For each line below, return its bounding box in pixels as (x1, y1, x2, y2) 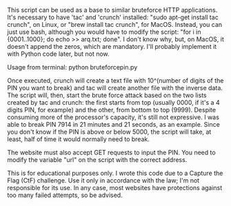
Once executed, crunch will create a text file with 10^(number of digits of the (7, 76, 224, 85)
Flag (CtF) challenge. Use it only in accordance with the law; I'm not (7, 176, 200, 185)
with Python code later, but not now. (7, 50, 110, 58)
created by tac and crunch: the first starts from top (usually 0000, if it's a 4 (7, 99, 220, 106)
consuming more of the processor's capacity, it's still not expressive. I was (7, 113, 219, 121)
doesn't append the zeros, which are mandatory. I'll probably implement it (7, 43, 217, 50)
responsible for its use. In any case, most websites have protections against (7, 184, 223, 192)
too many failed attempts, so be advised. (7, 191, 123, 199)
